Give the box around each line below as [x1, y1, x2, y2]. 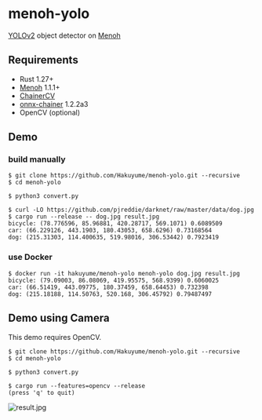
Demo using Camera [8, 312, 110, 325]
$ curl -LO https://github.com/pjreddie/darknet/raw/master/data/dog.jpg [8, 206, 255, 214]
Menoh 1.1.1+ [19, 82, 60, 92]
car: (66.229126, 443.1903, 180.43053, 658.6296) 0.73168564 [8, 227, 213, 235]
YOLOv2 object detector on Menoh [8, 31, 122, 40]
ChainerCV [19, 91, 56, 100]
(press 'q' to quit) [8, 389, 76, 396]
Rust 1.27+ [19, 74, 54, 83]
